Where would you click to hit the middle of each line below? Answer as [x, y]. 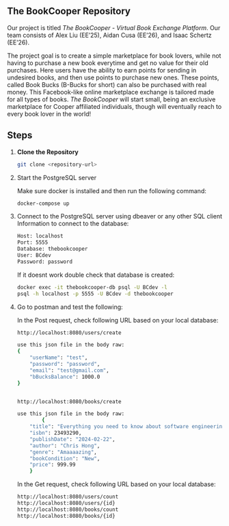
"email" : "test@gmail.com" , [69, 370]
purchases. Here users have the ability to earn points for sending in [102, 70]
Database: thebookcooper [52, 249]
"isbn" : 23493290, [56, 433]
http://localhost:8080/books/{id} [66, 516]
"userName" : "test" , [59, 358]
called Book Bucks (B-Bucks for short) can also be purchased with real [107, 84]
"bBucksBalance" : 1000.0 [65, 377]
